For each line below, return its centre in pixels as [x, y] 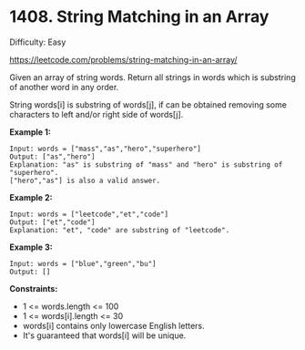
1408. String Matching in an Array [139, 17]
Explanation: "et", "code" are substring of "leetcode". [120, 230]
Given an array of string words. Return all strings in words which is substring [152, 77]
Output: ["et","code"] [52, 222]
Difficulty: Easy [38, 42]
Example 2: [31, 197]
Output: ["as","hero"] [52, 157]
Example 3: [31, 247]
